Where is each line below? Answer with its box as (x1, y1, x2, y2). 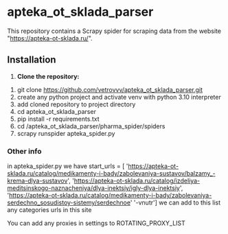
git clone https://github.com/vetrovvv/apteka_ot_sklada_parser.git (16, 85, 203, 93)
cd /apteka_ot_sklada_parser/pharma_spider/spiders (16, 121, 166, 130)
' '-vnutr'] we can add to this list (130, 198, 221, 207)
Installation (7, 54, 56, 66)
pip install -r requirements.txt (16, 115, 100, 123)
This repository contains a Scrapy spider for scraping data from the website (7, 27, 222, 35)
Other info (7, 146, 42, 156)
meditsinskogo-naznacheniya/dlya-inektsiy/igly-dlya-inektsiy (7, 184, 181, 192)
